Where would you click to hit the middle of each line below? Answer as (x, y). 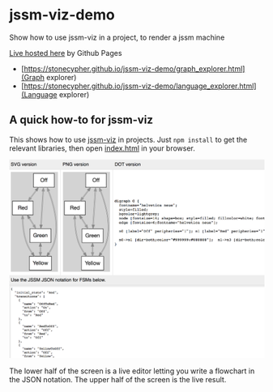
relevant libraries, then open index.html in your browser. (102, 148)
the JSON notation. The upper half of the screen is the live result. (118, 380)
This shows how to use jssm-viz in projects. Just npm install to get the (128, 139)
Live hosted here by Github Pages (66, 53)
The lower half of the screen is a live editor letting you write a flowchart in (132, 371)
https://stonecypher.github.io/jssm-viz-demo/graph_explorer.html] (134, 68)
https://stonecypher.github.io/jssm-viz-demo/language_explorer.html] (140, 86)
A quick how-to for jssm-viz (81, 120)
